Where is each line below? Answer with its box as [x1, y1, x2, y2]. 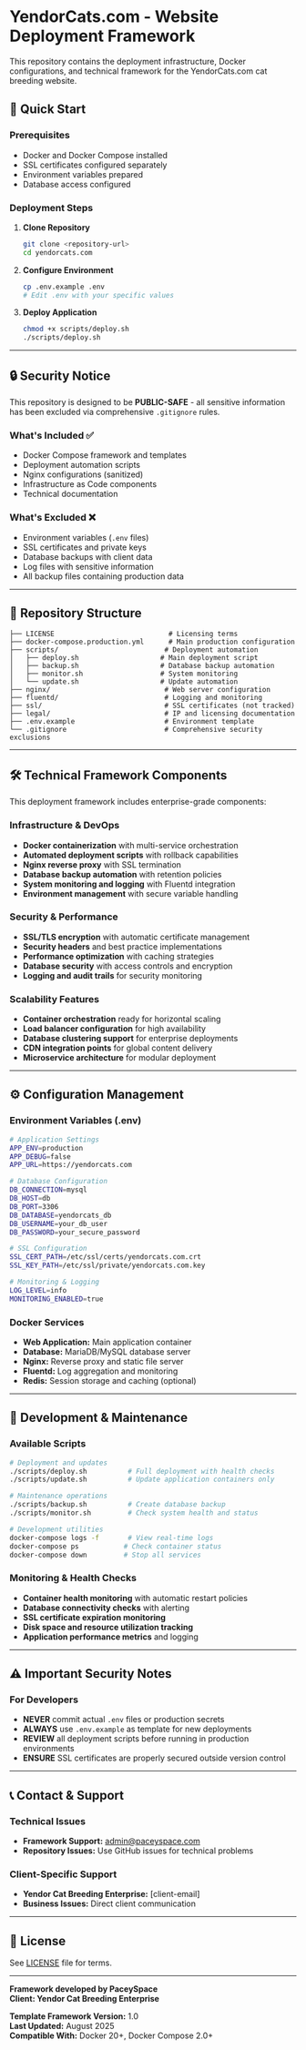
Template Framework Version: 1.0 [9, 2011, 139, 2022]
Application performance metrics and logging [22, 1631, 199, 1642]
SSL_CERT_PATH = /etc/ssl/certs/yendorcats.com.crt [9, 1253, 202, 1262]
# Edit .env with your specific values [22, 290, 175, 299]
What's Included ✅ [9, 429, 95, 441]
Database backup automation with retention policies [22, 868, 222, 879]
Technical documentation [22, 489, 118, 500]
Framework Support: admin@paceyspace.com [22, 1836, 200, 1847]
